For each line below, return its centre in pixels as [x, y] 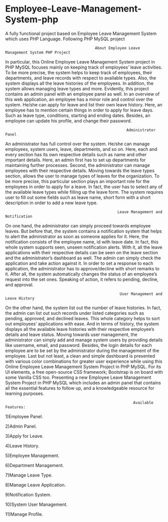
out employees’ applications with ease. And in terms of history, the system [82, 324]
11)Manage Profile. [24, 514]
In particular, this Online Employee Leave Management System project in [80, 62]
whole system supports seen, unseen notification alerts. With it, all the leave [84, 247]
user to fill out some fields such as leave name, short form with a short [78, 197]
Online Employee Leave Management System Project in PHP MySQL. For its [83, 367]
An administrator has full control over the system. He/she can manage [77, 144]
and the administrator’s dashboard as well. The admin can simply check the [83, 258]
